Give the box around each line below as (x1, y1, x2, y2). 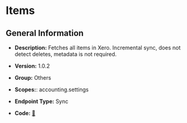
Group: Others (14, 74, 51, 81)
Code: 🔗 (14, 110, 36, 116)
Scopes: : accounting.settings (14, 86, 89, 93)
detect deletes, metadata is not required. (14, 51, 117, 58)
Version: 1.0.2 (14, 62, 50, 69)
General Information (5, 28, 84, 38)
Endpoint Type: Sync (14, 98, 69, 105)
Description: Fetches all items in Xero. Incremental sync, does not (14, 44, 181, 51)
